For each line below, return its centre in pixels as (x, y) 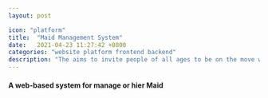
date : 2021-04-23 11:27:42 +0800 (67, 45)
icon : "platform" (37, 30)
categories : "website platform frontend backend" (93, 53)
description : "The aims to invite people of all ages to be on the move (132, 60)
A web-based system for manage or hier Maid (86, 85)
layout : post (30, 16)
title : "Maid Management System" (66, 37)
